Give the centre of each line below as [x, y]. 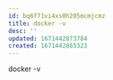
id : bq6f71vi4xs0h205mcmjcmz [57, 16]
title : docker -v [37, 23]
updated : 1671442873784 [48, 38]
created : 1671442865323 [48, 46]
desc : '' [23, 31]
